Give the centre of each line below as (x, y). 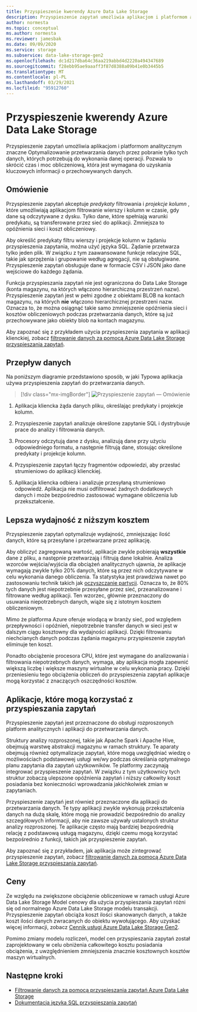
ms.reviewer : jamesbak (34, 39)
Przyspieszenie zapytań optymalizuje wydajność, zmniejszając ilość (88, 534)
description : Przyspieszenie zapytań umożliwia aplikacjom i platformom (97, 17)
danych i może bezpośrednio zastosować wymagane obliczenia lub (96, 495)
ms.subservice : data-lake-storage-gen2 (55, 55)
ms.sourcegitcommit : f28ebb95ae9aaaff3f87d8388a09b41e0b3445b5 (85, 66)
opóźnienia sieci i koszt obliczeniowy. (51, 229)
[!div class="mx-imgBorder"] (55, 394)
